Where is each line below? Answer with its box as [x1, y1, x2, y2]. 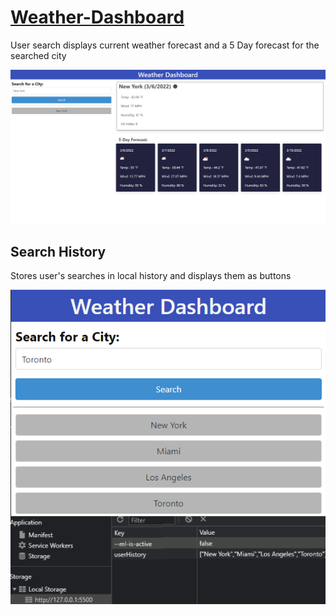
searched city [10, 49, 67, 61]
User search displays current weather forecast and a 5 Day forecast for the [10, 39, 320, 51]
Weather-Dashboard [10, 6, 185, 29]
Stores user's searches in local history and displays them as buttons [10, 270, 292, 282]
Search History [10, 243, 107, 260]
